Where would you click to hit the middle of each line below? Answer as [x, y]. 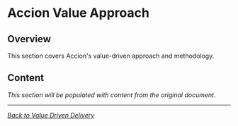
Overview [29, 39]
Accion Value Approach [79, 13]
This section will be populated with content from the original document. [112, 95]
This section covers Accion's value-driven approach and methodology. [111, 56]
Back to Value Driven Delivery [51, 115]
